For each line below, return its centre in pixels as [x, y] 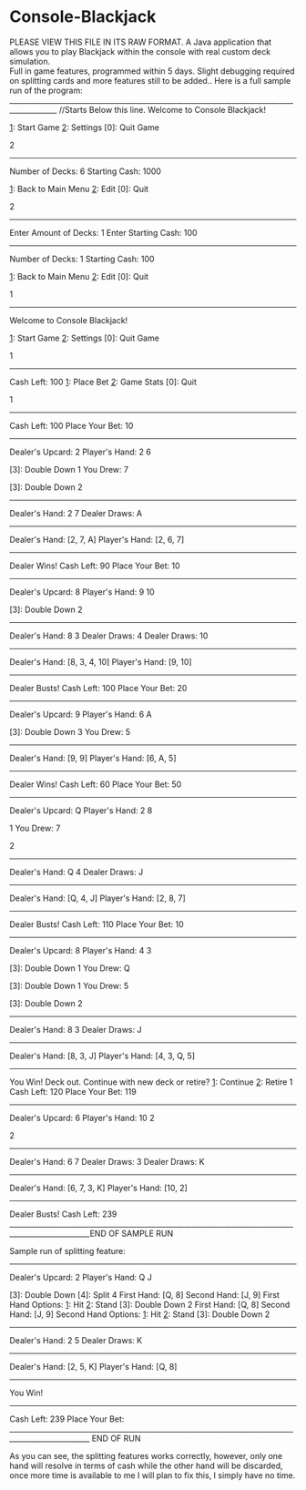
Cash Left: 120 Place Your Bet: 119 [73, 1091]
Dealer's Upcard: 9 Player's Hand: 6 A [81, 714]
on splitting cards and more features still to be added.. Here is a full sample [150, 80]
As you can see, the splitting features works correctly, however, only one [146, 1455]
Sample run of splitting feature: [67, 1250]
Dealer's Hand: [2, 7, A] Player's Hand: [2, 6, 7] [97, 539]
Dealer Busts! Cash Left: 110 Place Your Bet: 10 [97, 924]
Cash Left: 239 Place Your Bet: [67, 1419]
